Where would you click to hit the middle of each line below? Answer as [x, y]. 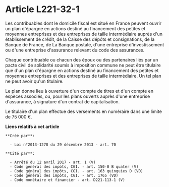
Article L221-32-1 [42, 9]
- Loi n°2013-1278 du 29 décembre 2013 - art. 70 [63, 145]
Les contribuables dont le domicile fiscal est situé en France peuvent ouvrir [83, 23]
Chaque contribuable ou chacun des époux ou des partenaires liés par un [82, 59]
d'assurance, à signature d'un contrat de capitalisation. [63, 101]
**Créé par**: [20, 136]
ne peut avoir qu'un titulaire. [35, 81]
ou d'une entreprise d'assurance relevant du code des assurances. [75, 50]
